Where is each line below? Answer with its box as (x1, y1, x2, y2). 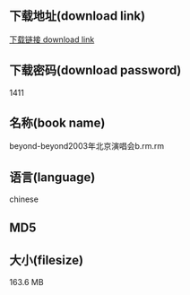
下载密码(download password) (9, 63, 182, 78)
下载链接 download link (9, 34, 95, 45)
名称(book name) (9, 116, 106, 131)
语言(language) (9, 169, 96, 185)
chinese (9, 194, 39, 204)
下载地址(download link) (9, 8, 146, 24)
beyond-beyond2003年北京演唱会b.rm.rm (9, 141, 165, 152)
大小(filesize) (9, 253, 83, 268)
